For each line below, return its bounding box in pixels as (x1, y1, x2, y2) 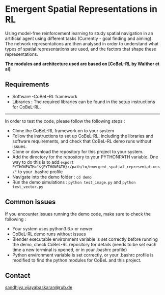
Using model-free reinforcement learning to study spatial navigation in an (5, 30, 154, 36)
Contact (5, 271, 30, 280)
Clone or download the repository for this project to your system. (12, 148, 144, 154)
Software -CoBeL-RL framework (12, 93, 78, 99)
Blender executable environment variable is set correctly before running (12, 236, 158, 242)
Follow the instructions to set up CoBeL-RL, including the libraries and (12, 133, 154, 139)
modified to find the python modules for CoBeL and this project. (12, 257, 141, 263)
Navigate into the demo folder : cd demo (12, 174, 92, 180)
